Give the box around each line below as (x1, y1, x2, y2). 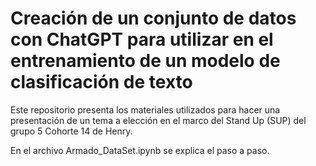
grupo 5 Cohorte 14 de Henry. (10, 125, 133, 137)
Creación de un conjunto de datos (10, 7, 297, 30)
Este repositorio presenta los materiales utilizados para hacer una (10, 103, 281, 116)
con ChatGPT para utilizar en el (10, 28, 274, 51)
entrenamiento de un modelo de (10, 50, 281, 72)
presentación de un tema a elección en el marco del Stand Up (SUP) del (10, 114, 307, 126)
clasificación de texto (10, 71, 193, 94)
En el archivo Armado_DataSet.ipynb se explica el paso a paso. (10, 144, 270, 156)
